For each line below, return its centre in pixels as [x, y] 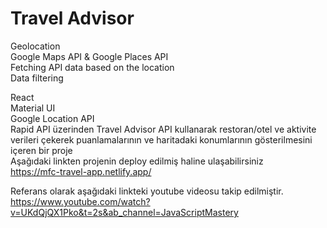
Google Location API [52, 118]
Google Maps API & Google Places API [89, 56]
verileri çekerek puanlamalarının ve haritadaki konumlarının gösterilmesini [161, 139]
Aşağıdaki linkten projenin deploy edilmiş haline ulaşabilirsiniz [137, 161]
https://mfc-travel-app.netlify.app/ [81, 171]
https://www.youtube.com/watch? [80, 201]
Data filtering [37, 78]
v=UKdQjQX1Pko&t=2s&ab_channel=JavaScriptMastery [124, 212]
